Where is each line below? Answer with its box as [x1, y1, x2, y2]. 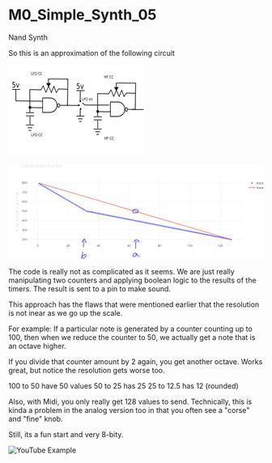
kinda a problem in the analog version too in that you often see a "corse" [8, 406, 250, 415]
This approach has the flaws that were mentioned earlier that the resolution [8, 299, 260, 309]
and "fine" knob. [8, 414, 63, 424]
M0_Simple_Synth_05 [8, 6, 157, 24]
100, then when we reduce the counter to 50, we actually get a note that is [8, 333, 256, 342]
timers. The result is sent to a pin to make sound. [8, 284, 172, 294]
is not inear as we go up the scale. [8, 308, 123, 318]
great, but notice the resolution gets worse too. [8, 366, 165, 376]
